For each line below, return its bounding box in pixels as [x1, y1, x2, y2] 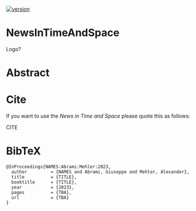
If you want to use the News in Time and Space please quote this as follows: [6, 112, 190, 120]
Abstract [6, 66, 50, 79]
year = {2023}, [11, 185, 75, 190]
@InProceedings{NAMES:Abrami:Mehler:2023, [6, 164, 111, 170]
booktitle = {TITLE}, [11, 179, 77, 185]
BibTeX [6, 145, 41, 158]
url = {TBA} [11, 195, 69, 200]
